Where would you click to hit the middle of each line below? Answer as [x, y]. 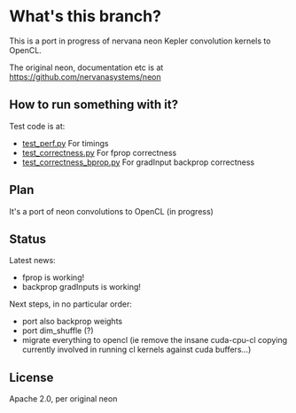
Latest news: [32, 261]
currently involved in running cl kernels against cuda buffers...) [136, 350]
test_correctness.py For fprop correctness [99, 152]
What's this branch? [86, 16]
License [31, 377]
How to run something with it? [94, 105]
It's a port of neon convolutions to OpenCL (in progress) [112, 211]
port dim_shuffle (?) [58, 331]
